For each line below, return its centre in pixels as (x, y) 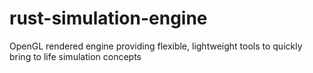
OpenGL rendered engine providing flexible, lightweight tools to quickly (156, 46)
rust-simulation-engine (108, 18)
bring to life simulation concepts (75, 56)
